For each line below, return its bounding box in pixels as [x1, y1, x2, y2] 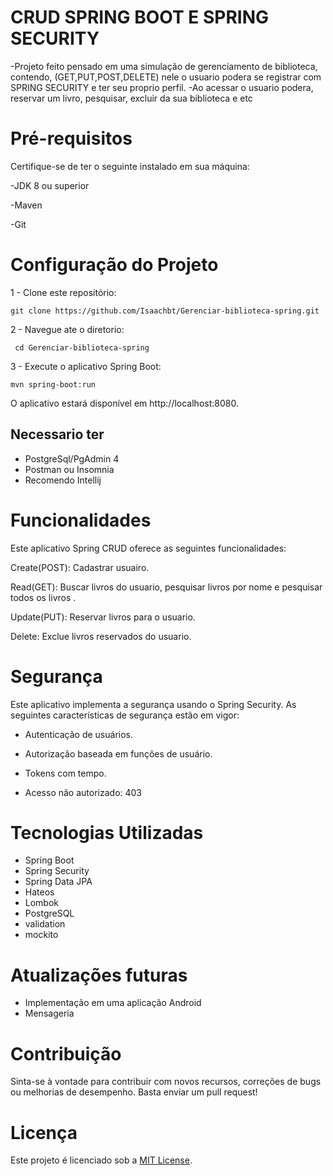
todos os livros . [10, 591, 77, 603]
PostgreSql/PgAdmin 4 [24, 452, 120, 465]
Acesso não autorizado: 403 [24, 786, 143, 798]
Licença [10, 1121, 78, 1144]
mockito [24, 929, 59, 941]
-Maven [10, 199, 43, 211]
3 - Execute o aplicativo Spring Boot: [10, 360, 162, 372]
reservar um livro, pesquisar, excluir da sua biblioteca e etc [10, 92, 253, 104]
